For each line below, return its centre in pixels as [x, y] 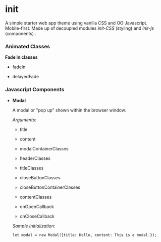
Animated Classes [28, 46]
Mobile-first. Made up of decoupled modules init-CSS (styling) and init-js [80, 28]
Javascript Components [35, 90]
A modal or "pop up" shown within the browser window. [69, 110]
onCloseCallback [37, 216]
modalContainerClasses [44, 148]
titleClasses [31, 168]
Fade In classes [22, 57]
